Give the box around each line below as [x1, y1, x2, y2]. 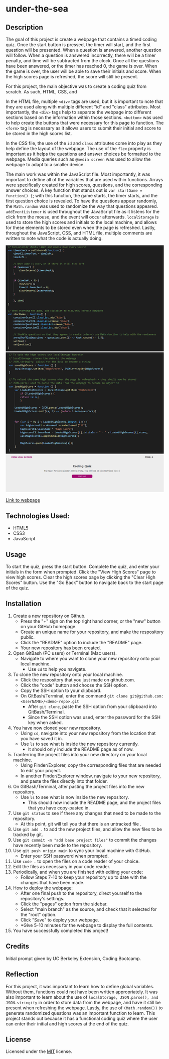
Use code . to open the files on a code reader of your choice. [13, 858, 140, 864]
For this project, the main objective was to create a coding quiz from [6, 83, 147, 89]
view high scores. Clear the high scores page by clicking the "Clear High [6, 574, 156, 580]
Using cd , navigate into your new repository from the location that [20, 730, 156, 736]
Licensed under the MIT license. [6, 1048, 72, 1054]
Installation [6, 600, 42, 608]
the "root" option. [20, 911, 57, 917]
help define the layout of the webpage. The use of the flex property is [6, 146, 151, 151]
